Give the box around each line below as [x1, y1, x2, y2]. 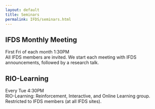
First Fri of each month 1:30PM [5, 49, 69, 55]
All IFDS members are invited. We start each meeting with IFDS [5, 54, 137, 61]
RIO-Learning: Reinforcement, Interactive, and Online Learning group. [5, 93, 150, 99]
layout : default [5, 7, 40, 13]
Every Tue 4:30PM [5, 88, 44, 93]
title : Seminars [5, 12, 40, 17]
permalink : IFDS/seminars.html [5, 17, 71, 22]
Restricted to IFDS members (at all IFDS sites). [5, 98, 102, 104]
